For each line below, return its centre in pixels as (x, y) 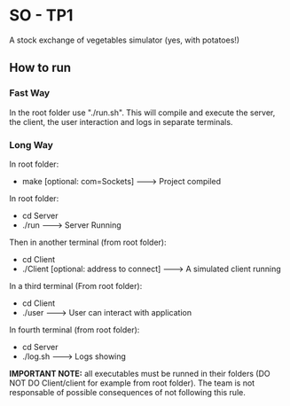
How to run (40, 68)
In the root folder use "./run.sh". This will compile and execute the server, (142, 113)
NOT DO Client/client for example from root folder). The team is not (132, 383)
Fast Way (30, 93)
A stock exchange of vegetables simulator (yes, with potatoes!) (125, 40)
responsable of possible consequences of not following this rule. (127, 392)
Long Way (31, 144)
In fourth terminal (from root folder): (74, 330)
